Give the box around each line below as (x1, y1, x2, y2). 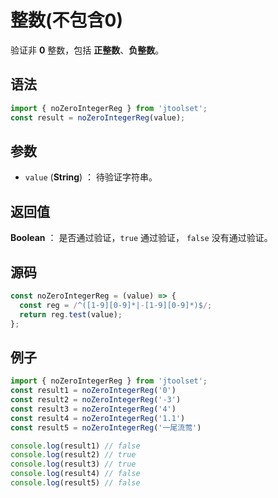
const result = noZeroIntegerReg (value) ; (10, 112, 186, 123)
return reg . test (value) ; (19, 309, 123, 320)
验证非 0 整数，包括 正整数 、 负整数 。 (10, 44, 165, 56)
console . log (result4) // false (10, 469, 141, 479)
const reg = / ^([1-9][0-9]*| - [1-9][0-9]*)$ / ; (19, 300, 213, 310)
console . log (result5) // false (10, 478, 141, 488)
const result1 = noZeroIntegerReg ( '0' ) (10, 386, 177, 396)
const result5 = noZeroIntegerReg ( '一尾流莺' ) (10, 422, 202, 433)
